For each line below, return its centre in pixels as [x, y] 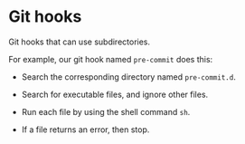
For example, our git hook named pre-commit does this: [111, 59]
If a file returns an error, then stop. [85, 130]
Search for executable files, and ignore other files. [115, 94]
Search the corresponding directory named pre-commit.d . [128, 77]
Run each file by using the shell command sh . [106, 111]
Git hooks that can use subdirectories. [80, 42]
